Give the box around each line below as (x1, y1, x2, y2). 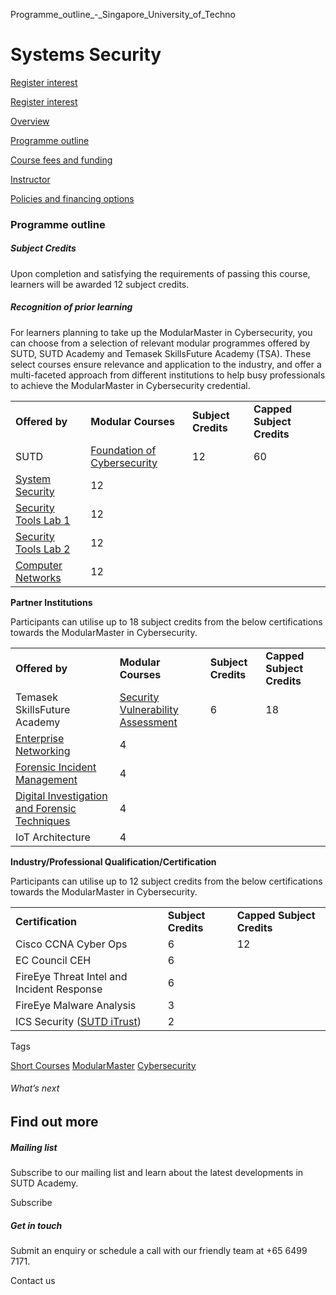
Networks (15, 570, 62, 584)
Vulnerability (119, 702, 179, 716)
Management (15, 772, 78, 786)
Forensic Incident (15, 760, 97, 774)
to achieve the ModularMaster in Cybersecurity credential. (10, 379, 251, 391)
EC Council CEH (15, 953, 92, 967)
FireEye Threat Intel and (15, 969, 128, 983)
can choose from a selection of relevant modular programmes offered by (10, 337, 311, 349)
